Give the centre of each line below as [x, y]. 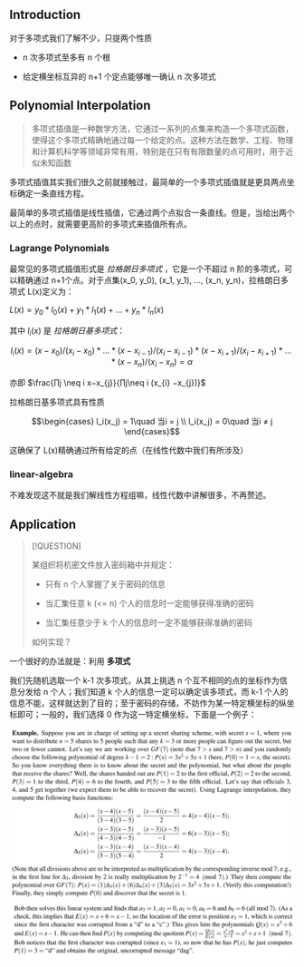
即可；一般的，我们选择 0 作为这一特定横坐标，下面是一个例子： [137, 715]
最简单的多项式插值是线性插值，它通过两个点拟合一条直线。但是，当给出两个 [152, 212]
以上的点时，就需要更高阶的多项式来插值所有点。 [100, 224]
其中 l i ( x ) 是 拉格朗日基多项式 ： [67, 332]
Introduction [45, 15]
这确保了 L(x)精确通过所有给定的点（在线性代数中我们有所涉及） [129, 450]
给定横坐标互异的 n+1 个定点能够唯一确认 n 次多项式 [119, 76]
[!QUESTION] [56, 546]
